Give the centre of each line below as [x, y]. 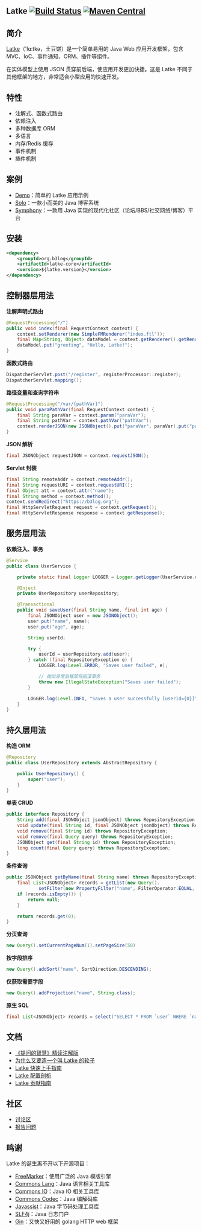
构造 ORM [19, 746]
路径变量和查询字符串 [32, 392]
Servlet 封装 [22, 468]
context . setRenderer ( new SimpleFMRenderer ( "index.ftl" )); [91, 334]
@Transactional [36, 604]
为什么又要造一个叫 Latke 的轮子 [55, 1060]
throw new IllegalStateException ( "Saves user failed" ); [110, 682]
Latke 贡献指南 [33, 1083]
